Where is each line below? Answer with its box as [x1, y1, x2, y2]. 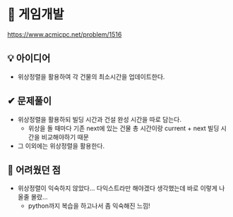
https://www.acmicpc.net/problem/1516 [7, 30, 122, 39]
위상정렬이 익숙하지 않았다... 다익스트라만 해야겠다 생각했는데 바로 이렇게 [17, 184, 217, 192]
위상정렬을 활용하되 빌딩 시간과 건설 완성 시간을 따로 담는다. [17, 115, 182, 123]
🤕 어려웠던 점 [7, 163, 61, 176]
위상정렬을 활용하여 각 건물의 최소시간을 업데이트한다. [17, 72, 165, 81]
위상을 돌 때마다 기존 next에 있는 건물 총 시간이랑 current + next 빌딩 [28, 124, 220, 132]
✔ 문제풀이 [7, 95, 52, 107]
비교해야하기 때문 [41, 132, 90, 141]
